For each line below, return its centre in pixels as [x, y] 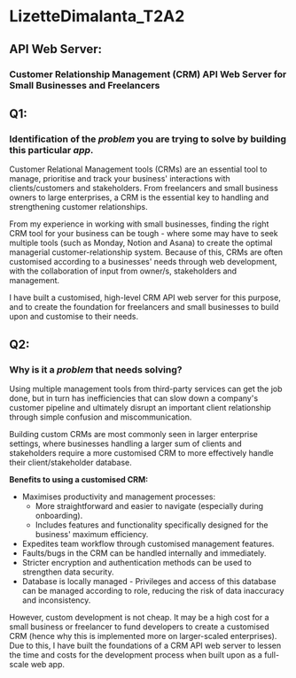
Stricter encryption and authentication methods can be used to [137, 562]
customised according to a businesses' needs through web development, [143, 262]
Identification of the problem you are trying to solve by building [148, 139]
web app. [47, 664]
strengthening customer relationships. [78, 207]
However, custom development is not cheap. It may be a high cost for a [139, 617]
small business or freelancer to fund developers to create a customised [139, 627]
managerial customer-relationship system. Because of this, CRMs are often [146, 252]
